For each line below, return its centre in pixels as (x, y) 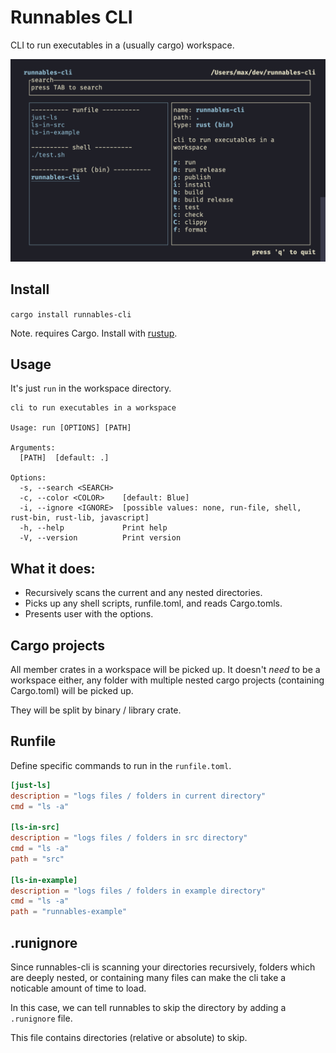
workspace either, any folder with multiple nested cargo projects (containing (167, 680)
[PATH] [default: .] (64, 458)
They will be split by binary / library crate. (96, 710)
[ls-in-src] (35, 827)
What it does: (53, 568)
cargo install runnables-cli (71, 314)
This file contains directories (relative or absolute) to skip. (129, 1038)
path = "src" (37, 859)
